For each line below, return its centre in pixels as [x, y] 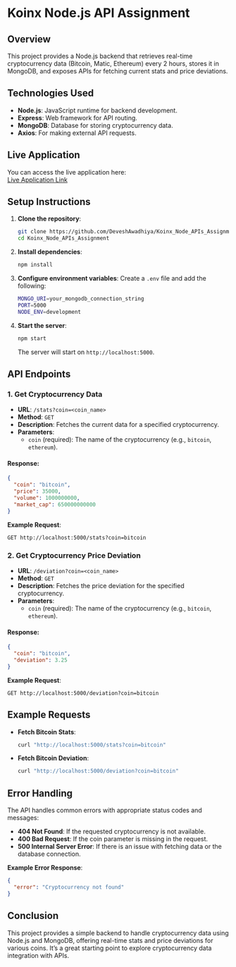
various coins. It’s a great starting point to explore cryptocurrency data [110, 948]
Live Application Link [38, 180]
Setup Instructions [49, 202]
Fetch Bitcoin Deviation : [53, 758]
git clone [32, 232]
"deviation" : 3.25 [41, 660]
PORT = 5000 [32, 305]
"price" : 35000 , [37, 492]
